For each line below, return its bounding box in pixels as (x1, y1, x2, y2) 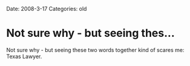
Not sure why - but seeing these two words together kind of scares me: (6, 46, 185, 53)
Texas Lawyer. (6, 53, 42, 60)
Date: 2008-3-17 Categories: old (6, 5, 87, 12)
